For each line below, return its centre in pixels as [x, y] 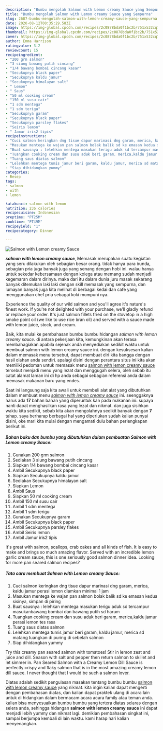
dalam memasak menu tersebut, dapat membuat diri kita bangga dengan [78, 355]
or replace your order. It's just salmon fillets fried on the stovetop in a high [79, 314]
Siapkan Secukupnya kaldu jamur [46, 475]
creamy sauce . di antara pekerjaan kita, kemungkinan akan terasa [71, 339]
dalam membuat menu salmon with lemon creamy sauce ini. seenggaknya [80, 395]
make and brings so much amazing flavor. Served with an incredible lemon [80, 552]
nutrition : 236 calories [30, 208]
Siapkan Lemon [28, 486]
